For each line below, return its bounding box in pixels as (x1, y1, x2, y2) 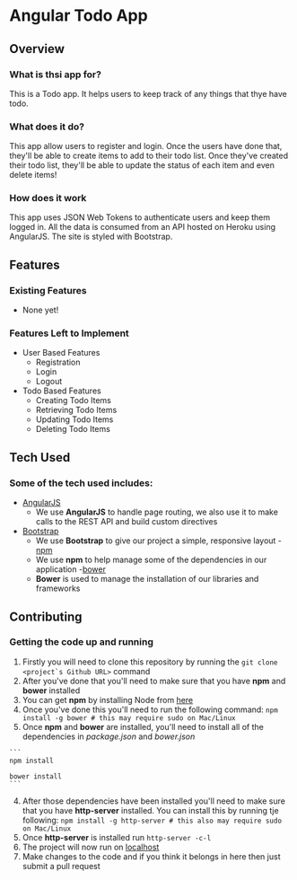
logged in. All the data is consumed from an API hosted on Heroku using (9, 222, 276, 233)
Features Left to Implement (9, 327, 130, 339)
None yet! (22, 304, 59, 315)
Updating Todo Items (35, 414, 114, 425)
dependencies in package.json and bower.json (22, 731, 196, 742)
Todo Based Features (22, 385, 101, 396)
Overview (9, 41, 66, 57)
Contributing (9, 609, 83, 624)
